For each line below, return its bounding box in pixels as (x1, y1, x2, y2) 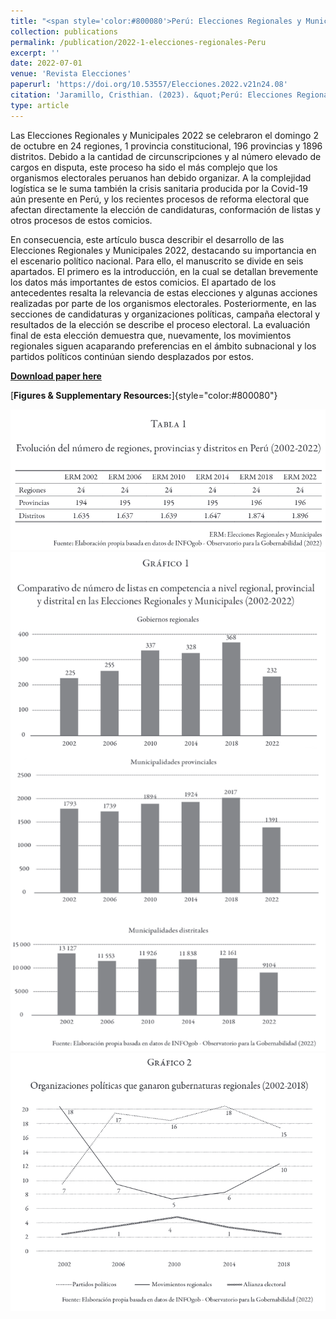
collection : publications (10, 26, 118, 37)
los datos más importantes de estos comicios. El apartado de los (10, 276, 277, 288)
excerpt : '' (10, 48, 60, 58)
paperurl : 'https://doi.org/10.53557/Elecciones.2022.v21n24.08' (10, 80, 288, 90)
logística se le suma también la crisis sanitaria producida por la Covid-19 (10, 182, 308, 194)
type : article (10, 100, 70, 110)
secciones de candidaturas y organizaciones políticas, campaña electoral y (10, 308, 321, 320)
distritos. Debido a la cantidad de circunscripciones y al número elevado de (10, 150, 322, 162)
